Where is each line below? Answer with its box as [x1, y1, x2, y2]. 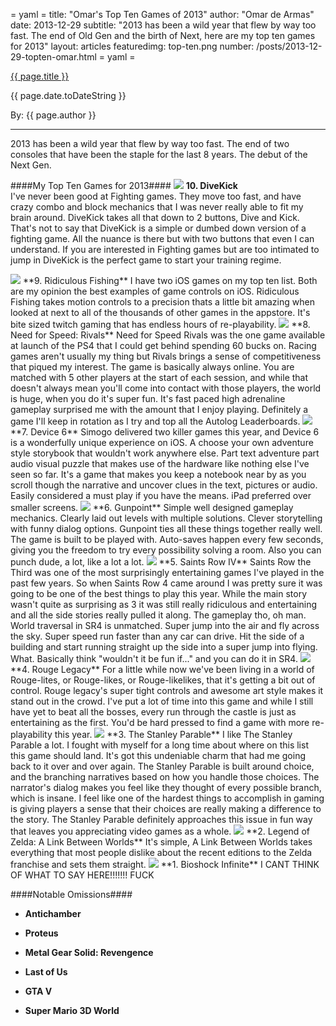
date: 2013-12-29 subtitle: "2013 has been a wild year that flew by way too [10, 19, 317, 31]
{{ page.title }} [10, 70, 70, 82]
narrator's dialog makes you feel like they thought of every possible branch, [10, 782, 322, 793]
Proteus [24, 927, 59, 939]
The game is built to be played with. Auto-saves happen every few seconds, [10, 534, 324, 545]
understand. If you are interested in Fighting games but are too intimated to [10, 244, 320, 255]
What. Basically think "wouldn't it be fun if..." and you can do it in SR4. [10, 653, 298, 664]
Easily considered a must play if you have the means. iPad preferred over [10, 490, 312, 501]
